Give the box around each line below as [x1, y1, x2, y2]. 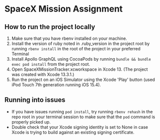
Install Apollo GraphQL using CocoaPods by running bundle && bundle [11, 56, 151, 62]
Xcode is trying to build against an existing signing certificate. [11, 129, 135, 135]
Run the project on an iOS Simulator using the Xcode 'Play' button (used [11, 77, 155, 82]
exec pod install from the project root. [11, 62, 90, 67]
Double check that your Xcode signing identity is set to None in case [11, 124, 148, 130]
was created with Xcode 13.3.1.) [11, 72, 74, 77]
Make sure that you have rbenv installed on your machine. [11, 35, 128, 41]
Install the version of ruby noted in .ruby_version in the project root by [11, 41, 150, 47]
